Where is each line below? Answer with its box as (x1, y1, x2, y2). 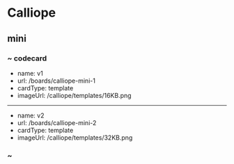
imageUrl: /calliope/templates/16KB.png (17, 91, 132, 99)
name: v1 (17, 69, 43, 77)
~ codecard (7, 54, 47, 63)
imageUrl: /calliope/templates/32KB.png (17, 133, 133, 142)
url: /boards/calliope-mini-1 (17, 76, 96, 85)
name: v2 (17, 111, 45, 120)
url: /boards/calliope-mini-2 (17, 118, 97, 126)
